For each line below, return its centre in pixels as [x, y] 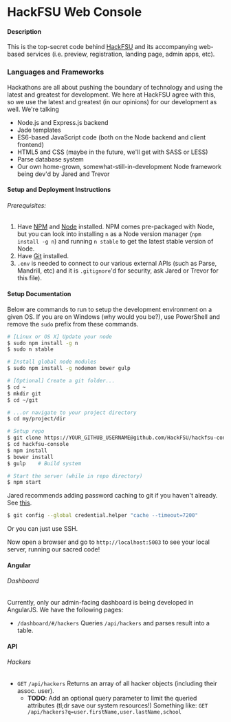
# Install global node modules [52, 362]
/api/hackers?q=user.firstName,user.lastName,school [104, 712]
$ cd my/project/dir [37, 419]
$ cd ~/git [23, 400]
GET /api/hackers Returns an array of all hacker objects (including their [117, 683]
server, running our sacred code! [54, 549]
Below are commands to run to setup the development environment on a [110, 309]
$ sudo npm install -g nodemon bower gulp [69, 369]
